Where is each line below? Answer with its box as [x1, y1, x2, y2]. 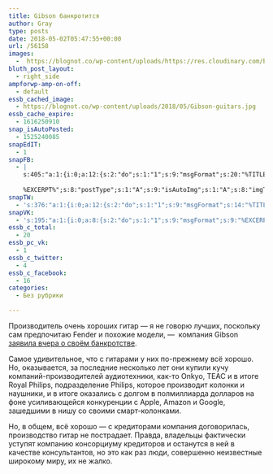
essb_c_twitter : [8, 254, 63, 262]
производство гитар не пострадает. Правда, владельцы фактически [8, 430, 246, 440]
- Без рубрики [15, 292, 63, 300]
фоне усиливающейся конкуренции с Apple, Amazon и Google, [8, 398, 226, 407]
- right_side [15, 72, 60, 80]
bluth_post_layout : [8, 65, 75, 73]
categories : [8, 284, 49, 293]
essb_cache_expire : [8, 111, 75, 119]
